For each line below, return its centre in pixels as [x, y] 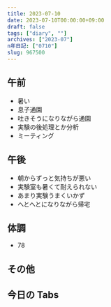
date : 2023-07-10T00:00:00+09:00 [56, 20]
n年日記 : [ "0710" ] [32, 46]
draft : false [26, 27]
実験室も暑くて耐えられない [57, 186]
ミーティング [36, 135]
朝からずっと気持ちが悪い [54, 178]
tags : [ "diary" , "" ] [37, 33]
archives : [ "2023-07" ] [40, 40]
